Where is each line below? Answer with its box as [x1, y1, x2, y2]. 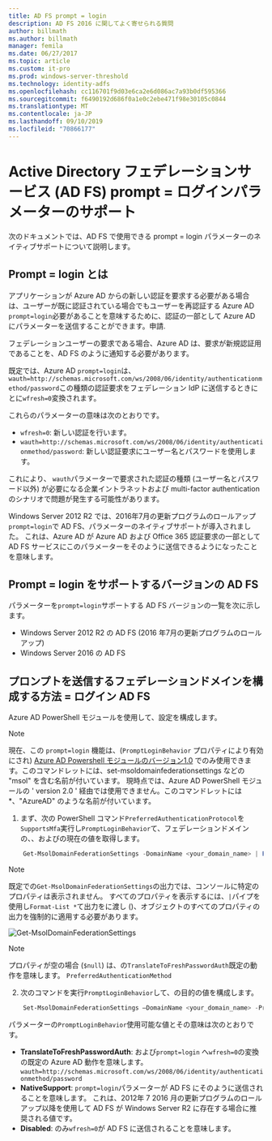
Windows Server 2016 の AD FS [19, 648, 125, 658]
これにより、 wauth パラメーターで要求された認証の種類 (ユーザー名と [8, 474, 238, 483]
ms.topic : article [8, 58, 70, 66]
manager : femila [8, 42, 63, 50]
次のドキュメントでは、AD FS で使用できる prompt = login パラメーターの [8, 231, 254, 241]
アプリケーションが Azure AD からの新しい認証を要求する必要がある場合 [8, 290, 250, 300]
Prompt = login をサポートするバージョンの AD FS [8, 577, 259, 591]
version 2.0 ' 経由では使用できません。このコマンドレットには [36, 786, 243, 796]
